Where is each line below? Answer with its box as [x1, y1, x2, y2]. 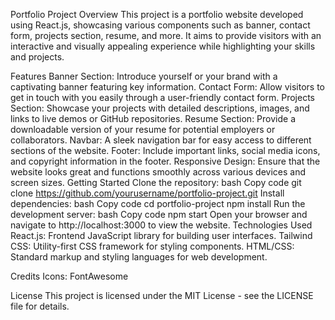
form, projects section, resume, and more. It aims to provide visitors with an [10, 30, 322, 41]
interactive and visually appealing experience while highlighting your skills [10, 40, 316, 52]
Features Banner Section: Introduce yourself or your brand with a [10, 70, 278, 82]
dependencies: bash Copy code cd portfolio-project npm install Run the [10, 198, 306, 209]
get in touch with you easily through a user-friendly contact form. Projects [10, 92, 315, 103]
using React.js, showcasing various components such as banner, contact [10, 19, 311, 31]
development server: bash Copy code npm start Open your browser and [10, 209, 308, 220]
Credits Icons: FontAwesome [10, 270, 129, 282]
